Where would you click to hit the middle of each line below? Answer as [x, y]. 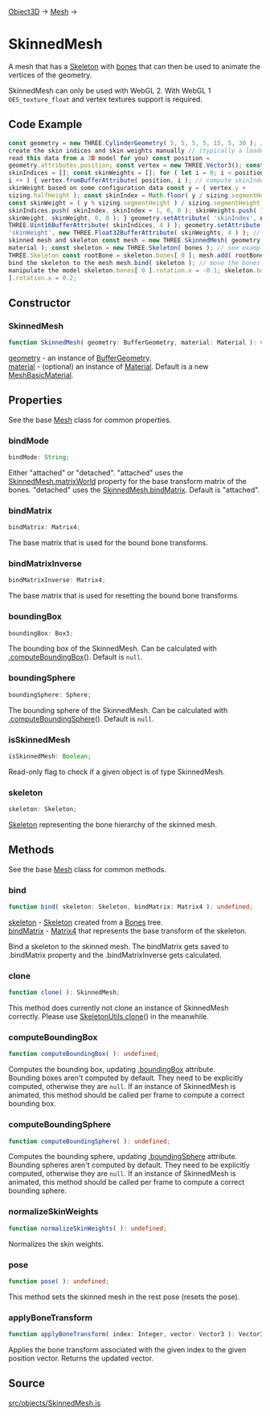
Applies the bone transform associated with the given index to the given [127, 1349]
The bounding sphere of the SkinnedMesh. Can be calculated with [118, 710]
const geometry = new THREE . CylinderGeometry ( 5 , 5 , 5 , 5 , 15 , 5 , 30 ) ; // [138, 143]
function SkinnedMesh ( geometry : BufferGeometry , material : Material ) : [133, 343]
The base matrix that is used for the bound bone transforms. [108, 543]
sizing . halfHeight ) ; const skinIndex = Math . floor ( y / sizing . [120, 195]
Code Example [45, 124]
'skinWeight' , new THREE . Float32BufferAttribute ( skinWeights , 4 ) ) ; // [135, 233]
